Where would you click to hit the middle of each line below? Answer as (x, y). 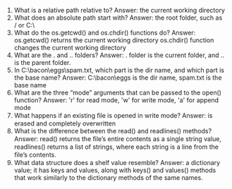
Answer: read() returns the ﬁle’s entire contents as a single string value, (118, 139)
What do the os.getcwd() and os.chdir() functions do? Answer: (105, 32)
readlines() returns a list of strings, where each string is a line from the (116, 147)
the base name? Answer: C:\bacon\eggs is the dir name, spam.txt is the (118, 78)
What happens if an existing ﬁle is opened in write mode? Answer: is (113, 115)
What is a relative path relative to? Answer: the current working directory (120, 10)
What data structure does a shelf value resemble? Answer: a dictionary (117, 163)
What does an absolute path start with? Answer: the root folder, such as (118, 18)
